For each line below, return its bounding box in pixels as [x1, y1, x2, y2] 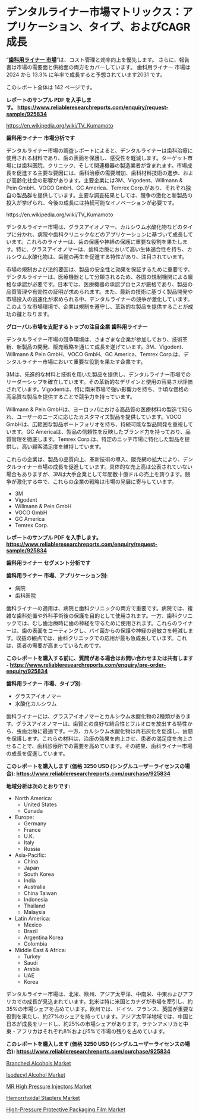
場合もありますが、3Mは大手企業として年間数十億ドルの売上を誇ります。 [6, 470, 185, 477]
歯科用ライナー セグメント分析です [6, 559, 91, 566]
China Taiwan [23, 889, 58, 897]
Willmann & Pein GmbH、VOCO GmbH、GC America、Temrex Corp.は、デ [6, 350, 189, 358]
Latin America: [14, 915, 50, 922]
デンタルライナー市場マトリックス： [6, 5, 183, 19]
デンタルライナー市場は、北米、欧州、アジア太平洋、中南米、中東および [6, 990, 183, 997]
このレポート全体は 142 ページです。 [6, 83, 96, 91]
